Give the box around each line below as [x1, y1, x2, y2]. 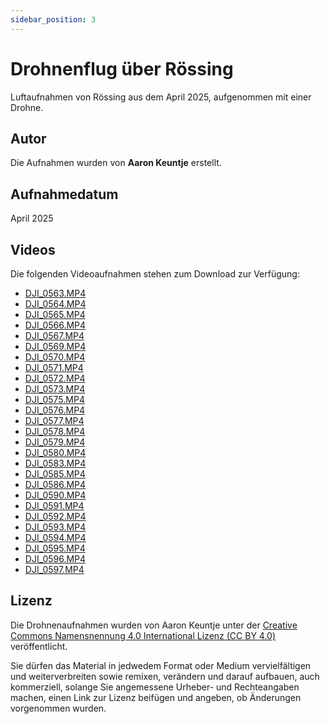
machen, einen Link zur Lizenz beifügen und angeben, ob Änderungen [10, 691, 302, 703]
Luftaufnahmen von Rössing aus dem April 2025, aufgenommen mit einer [10, 91, 312, 103]
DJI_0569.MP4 [24, 341, 87, 352]
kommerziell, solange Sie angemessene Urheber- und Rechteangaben [10, 681, 300, 693]
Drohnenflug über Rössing [10, 57, 234, 80]
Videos [10, 241, 56, 258]
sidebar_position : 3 [10, 14, 97, 25]
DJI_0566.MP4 [24, 319, 87, 331]
